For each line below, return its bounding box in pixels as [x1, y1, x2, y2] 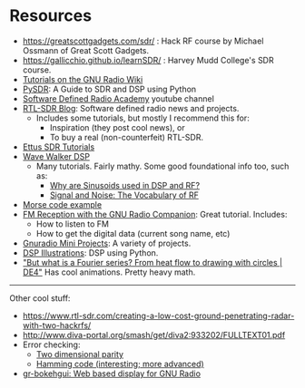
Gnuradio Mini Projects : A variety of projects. [22, 238, 192, 248]
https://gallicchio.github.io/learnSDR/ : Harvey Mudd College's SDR [22, 54, 274, 65]
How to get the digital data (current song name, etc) [35, 228, 231, 238]
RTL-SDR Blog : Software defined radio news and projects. [22, 102, 240, 113]
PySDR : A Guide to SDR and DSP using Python [22, 83, 197, 94]
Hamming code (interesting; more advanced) [35, 358, 204, 369]
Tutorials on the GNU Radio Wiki [22, 73, 143, 84]
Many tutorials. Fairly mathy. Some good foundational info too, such [35, 160, 290, 171]
